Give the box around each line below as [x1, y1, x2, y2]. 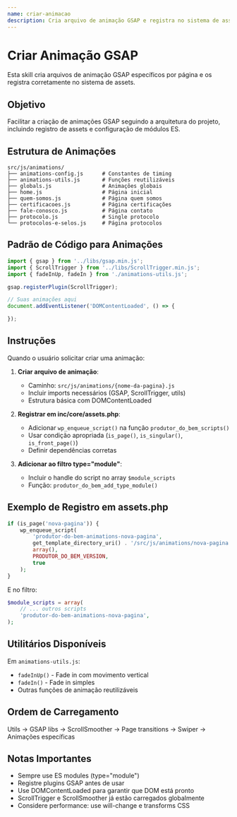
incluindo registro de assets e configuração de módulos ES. [7, 125, 181, 133]
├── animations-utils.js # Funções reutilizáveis [7, 177, 175, 184]
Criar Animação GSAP [7, 47, 139, 64]
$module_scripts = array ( [7, 599, 83, 606]
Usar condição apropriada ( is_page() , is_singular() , [28, 431, 183, 439]
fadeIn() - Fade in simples [17, 678, 95, 686]
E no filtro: [7, 585, 37, 594]
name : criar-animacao [7, 10, 71, 18]
